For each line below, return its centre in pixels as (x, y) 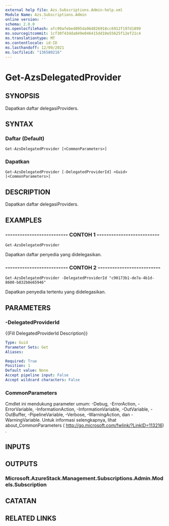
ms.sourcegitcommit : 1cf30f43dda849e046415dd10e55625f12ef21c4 (73, 33)
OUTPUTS (21, 464)
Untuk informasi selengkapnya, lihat (79, 420)
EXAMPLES (23, 220)
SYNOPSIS (22, 96)
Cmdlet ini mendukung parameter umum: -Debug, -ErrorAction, (71, 404)
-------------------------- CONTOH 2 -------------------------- (83, 267)
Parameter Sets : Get (27, 347)
